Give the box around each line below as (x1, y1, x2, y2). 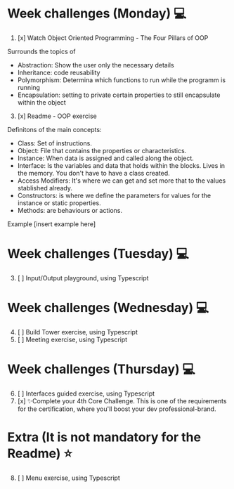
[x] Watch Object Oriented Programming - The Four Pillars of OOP (17, 33, 209, 42)
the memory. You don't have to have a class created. (17, 169, 170, 177)
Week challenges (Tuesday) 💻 (7, 246, 190, 262)
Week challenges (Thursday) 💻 (7, 361, 195, 377)
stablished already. (17, 183, 72, 192)
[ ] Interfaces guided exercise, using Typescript (17, 389, 155, 398)
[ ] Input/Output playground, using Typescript (17, 273, 149, 282)
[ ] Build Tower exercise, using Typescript (17, 327, 138, 336)
